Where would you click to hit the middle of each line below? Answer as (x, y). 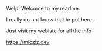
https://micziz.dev (28, 42)
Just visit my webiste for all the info (49, 31)
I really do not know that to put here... (51, 19)
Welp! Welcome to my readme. (43, 8)
